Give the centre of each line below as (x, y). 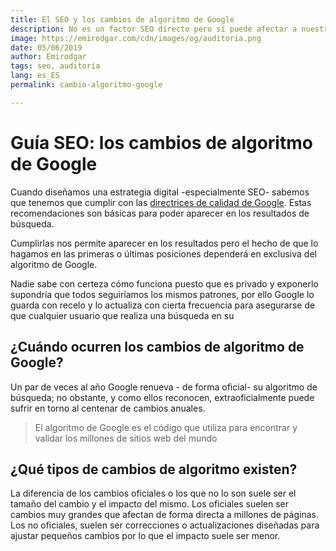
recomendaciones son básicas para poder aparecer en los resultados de (160, 213)
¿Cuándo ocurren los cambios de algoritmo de (157, 347)
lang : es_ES (35, 76)
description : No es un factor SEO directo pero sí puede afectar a (154, 29)
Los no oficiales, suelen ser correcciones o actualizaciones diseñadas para (165, 525)
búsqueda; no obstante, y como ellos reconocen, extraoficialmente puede (162, 397)
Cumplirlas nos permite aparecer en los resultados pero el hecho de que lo (164, 243)
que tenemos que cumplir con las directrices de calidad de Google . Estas (161, 202)
